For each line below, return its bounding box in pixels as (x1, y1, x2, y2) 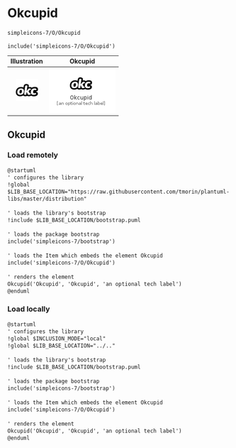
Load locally (7, 304, 50, 314)
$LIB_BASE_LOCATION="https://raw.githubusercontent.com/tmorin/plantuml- (7, 188, 230, 195)
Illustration (10, 57, 44, 65)
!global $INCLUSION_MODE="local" (7, 335, 106, 342)
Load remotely (7, 150, 59, 160)
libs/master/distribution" (7, 195, 87, 202)
